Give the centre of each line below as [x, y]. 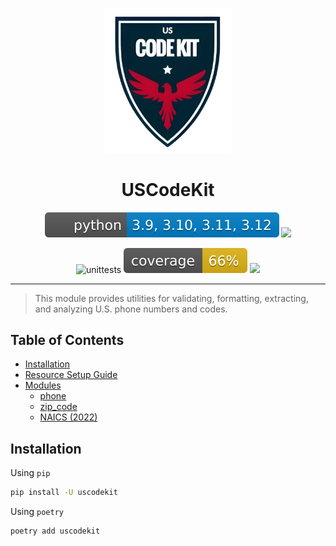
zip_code [58, 407]
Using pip [30, 473]
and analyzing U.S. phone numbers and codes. [131, 309]
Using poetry [37, 512]
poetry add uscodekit [55, 531]
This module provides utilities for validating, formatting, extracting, [171, 298]
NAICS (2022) [68, 417]
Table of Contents [67, 340]
